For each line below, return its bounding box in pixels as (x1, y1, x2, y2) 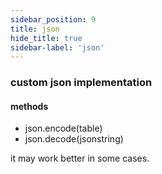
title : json (10, 24, 60, 34)
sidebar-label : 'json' (10, 42, 105, 53)
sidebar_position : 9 (10, 14, 97, 25)
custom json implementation (10, 76, 153, 90)
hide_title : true (10, 33, 83, 43)
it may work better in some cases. (10, 152, 150, 165)
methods (10, 100, 49, 112)
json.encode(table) (24, 122, 103, 135)
